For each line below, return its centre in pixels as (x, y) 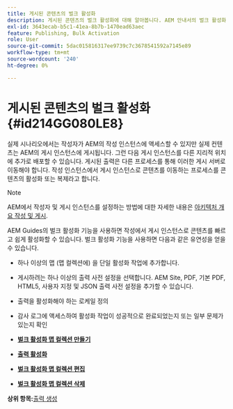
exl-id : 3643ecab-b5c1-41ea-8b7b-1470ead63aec (76, 26)
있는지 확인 (32, 324)
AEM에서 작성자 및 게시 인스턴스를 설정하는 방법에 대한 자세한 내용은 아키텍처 (112, 207)
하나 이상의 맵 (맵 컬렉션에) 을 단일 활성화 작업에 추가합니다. (98, 263)
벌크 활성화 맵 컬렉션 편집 (51, 369)
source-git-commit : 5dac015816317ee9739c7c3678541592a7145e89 (99, 46)
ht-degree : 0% (28, 65)
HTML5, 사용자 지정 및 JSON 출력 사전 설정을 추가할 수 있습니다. (105, 286)
